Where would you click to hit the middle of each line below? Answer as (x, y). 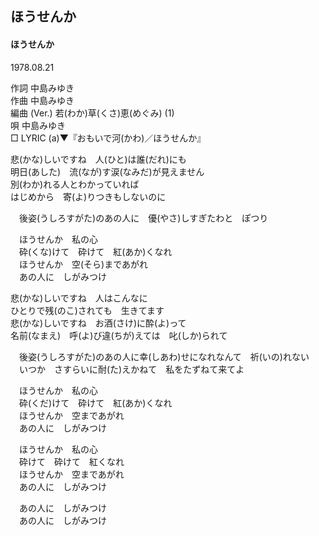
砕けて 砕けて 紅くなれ (71, 461)
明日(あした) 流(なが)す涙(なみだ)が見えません (107, 171)
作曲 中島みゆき (42, 100)
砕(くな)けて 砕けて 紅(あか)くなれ (95, 251)
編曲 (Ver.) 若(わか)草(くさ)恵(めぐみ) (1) (92, 113)
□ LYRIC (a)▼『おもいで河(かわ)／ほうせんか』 (108, 138)
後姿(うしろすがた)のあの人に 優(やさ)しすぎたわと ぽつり (143, 218)
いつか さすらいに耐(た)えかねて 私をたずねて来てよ (131, 369)
